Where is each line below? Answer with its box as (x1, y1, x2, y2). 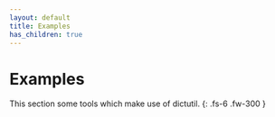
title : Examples (9, 22, 71, 31)
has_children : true (9, 30, 83, 39)
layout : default (9, 13, 71, 22)
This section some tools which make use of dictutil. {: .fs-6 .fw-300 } (9, 98, 267, 109)
